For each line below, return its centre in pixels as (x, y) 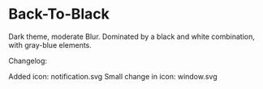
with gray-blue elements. (50, 44)
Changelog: (28, 61)
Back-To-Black (59, 14)
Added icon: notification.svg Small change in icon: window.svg (113, 76)
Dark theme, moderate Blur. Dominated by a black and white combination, (132, 36)
